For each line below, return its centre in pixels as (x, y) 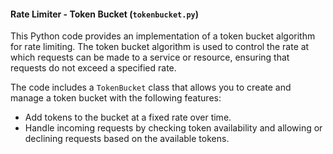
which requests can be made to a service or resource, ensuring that (150, 57)
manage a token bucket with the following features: (116, 98)
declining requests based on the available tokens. (127, 139)
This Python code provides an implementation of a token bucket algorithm (163, 36)
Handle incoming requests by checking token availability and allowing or (173, 128)
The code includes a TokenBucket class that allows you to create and (151, 87)
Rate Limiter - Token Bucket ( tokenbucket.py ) (105, 14)
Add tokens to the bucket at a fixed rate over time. (128, 117)
